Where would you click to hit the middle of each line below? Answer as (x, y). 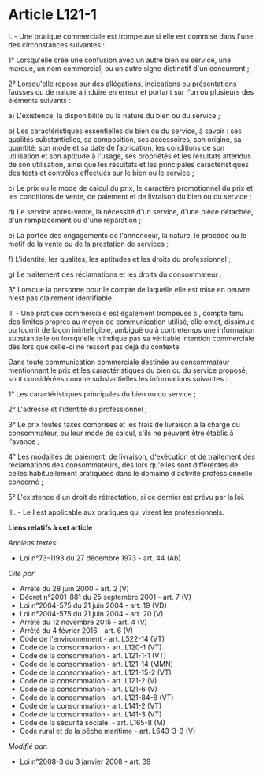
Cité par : (22, 573)
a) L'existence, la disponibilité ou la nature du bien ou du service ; (114, 115)
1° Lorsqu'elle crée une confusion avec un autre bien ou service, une (120, 60)
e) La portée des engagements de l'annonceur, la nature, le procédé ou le (128, 235)
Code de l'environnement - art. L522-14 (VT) (92, 638)
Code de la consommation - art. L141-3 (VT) (91, 714)
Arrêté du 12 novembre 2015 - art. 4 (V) (83, 622)
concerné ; (26, 482)
